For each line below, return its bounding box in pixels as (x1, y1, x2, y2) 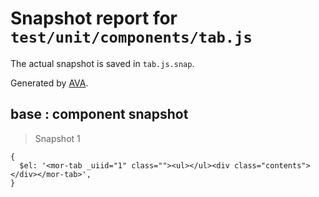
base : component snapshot (10, 106, 189, 123)
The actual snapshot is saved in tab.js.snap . (10, 57, 195, 69)
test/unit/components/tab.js (10, 28, 253, 47)
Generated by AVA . (10, 77, 89, 89)
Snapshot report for (10, 7, 178, 30)
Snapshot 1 (34, 132, 81, 144)
